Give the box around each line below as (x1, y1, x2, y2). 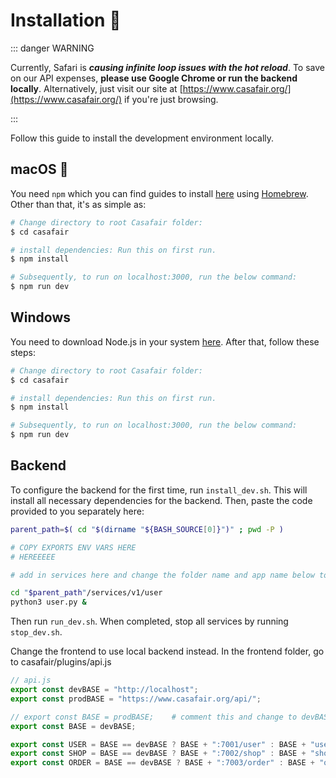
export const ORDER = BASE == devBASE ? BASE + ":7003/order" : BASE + (10, 758, 315, 768)
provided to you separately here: (10, 505, 145, 517)
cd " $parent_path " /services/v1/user (10, 588, 163, 598)
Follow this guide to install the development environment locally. (10, 132, 275, 144)
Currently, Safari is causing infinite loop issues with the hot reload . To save (10, 61, 326, 73)
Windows (10, 309, 71, 326)
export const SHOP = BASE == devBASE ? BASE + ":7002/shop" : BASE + (10, 749, 307, 759)
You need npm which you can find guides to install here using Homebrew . (10, 187, 309, 199)
